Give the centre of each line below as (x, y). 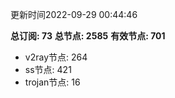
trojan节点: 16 (52, 82)
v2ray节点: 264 (56, 57)
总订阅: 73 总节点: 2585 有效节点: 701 (88, 36)
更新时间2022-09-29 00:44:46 (74, 14)
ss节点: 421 (48, 69)
